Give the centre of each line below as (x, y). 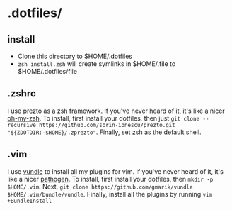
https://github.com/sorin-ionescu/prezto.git (107, 125)
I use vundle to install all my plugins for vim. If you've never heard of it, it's (116, 171)
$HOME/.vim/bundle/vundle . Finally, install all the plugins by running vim (110, 194)
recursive (22, 125)
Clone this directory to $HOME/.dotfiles (75, 56)
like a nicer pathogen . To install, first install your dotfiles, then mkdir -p (110, 179)
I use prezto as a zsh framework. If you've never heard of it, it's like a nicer (116, 111)
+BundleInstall (30, 201)
